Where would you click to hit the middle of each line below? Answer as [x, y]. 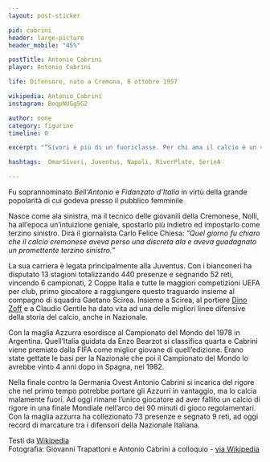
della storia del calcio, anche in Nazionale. [78, 317]
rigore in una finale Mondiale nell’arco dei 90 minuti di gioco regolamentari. [132, 408]
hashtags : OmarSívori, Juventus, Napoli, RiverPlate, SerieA [115, 162]
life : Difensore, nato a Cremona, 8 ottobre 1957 [93, 82]
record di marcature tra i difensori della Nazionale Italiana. [104, 425]
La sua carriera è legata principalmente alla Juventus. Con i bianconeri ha [130, 266]
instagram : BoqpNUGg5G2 [48, 104]
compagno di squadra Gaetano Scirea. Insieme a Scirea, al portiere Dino [128, 300]
